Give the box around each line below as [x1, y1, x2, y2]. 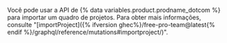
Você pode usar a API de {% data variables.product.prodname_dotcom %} [7, 6, 221, 14]
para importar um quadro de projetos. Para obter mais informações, [7, 13, 201, 21]
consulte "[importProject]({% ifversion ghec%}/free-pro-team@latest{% [7, 21, 216, 28]
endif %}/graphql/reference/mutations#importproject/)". [7, 28, 169, 36]
